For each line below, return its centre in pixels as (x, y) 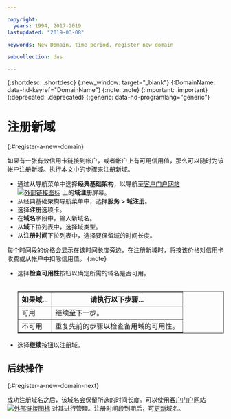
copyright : (23, 19)
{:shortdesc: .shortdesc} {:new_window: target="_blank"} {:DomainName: (111, 82)
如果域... (35, 299)
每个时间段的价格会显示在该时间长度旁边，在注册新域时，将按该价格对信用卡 (115, 250)
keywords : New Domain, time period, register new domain (90, 45)
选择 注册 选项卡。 (41, 209)
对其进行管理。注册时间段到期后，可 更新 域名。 (118, 408)
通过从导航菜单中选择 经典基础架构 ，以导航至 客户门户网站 (98, 184)
